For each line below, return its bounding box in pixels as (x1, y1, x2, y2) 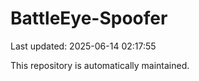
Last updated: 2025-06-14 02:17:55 (10, 40, 157, 52)
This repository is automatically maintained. (10, 59, 190, 71)
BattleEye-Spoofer (10, 7, 168, 30)
